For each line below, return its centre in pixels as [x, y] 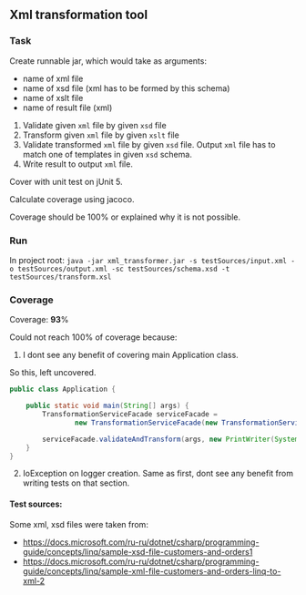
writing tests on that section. [76, 483]
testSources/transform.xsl [61, 277]
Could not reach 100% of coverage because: [93, 337]
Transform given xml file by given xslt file [101, 135]
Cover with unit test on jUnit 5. [66, 181]
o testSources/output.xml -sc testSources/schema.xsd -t [120, 269]
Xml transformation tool [79, 15]
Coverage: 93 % [39, 320]
